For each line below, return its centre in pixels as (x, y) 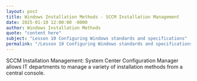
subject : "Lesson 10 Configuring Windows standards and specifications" (97, 38)
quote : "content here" (34, 33)
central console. (26, 73)
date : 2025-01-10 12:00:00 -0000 (47, 22)
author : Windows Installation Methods (53, 28)
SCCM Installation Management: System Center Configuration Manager (92, 60)
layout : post (22, 11)
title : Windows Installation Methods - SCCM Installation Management (93, 17)
